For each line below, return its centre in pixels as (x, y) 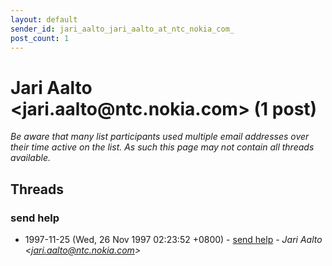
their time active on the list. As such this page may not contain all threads (162, 147)
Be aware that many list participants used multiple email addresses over (160, 137)
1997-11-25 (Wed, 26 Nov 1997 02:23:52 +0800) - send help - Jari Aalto (173, 239)
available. (31, 158)
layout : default (44, 19)
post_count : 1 (40, 38)
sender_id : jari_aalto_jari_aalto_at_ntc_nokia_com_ (122, 29)
